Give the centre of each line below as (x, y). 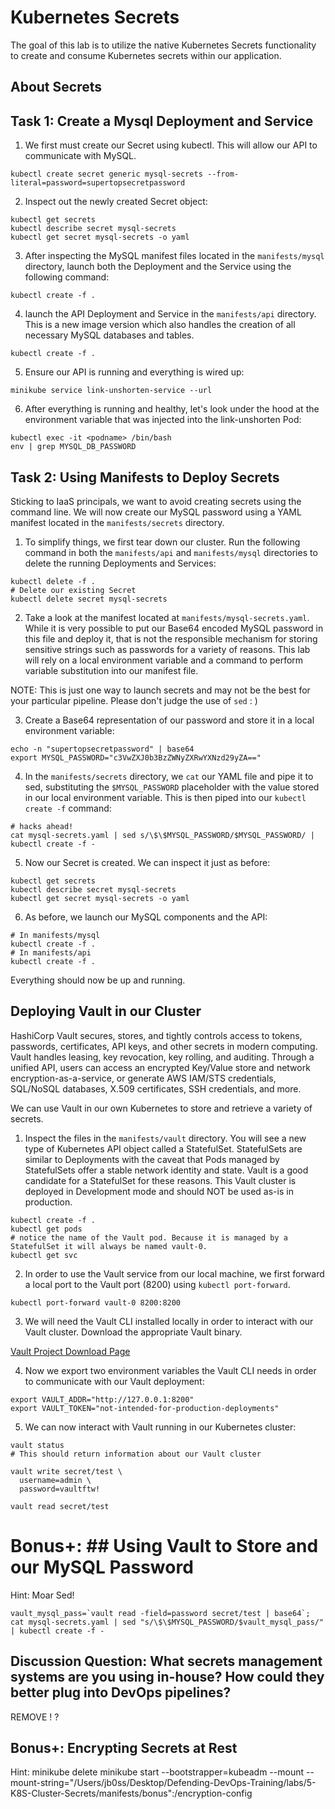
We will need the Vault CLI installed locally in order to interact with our (169, 1321)
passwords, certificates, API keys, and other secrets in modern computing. (164, 1046)
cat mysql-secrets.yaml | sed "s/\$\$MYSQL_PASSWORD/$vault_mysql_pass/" (167, 1622)
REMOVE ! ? (35, 1717)
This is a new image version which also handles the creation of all (160, 325)
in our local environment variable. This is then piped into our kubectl (165, 797)
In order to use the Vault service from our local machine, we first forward (174, 1273)
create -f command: (68, 808)
